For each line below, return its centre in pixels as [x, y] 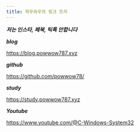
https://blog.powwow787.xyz [42, 53]
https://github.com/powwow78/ [45, 76]
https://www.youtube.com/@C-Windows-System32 [70, 122]
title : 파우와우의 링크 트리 [37, 12]
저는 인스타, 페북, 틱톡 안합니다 [42, 29]
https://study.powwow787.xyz [43, 99]
